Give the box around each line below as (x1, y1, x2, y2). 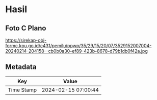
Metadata (5, 62, 37, 72)
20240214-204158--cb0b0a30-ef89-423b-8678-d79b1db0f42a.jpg (5, 48, 148, 54)
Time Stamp (8, 86, 37, 93)
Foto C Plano (5, 24, 46, 32)
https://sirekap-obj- (5, 37, 47, 43)
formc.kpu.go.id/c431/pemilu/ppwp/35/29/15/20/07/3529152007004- (5, 43, 152, 49)
